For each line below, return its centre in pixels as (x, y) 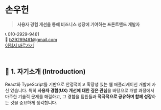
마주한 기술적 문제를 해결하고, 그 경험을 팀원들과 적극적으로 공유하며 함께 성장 (79, 96)
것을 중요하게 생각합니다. (34, 102)
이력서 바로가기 (20, 45)
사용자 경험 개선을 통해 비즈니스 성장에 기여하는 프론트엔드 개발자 (78, 24)
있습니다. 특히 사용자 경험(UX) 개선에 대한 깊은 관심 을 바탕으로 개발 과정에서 (82, 90)
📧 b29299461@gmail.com (31, 39)
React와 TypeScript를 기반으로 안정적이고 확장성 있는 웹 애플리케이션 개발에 (78, 84)
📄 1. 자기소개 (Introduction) (45, 72)
